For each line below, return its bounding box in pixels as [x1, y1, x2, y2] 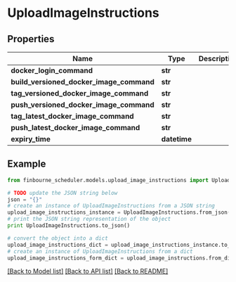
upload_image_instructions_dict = [7, 241, 109, 248]
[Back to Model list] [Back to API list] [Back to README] [7, 267, 169, 276]
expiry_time [11, 134, 51, 143]
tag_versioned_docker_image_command [11, 89, 149, 98]
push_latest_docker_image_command [11, 123, 140, 132]
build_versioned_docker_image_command [11, 77, 155, 86]
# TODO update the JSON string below [7, 189, 118, 196]
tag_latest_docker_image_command [11, 111, 135, 121]
